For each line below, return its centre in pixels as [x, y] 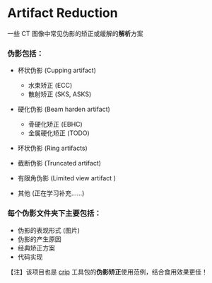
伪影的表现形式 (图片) [48, 230]
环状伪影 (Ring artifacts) [53, 148]
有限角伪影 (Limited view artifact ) [67, 178]
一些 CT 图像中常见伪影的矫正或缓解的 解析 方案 [75, 33]
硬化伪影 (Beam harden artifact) [64, 109]
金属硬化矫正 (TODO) [59, 133]
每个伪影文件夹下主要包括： [54, 214]
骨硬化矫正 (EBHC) [55, 125]
